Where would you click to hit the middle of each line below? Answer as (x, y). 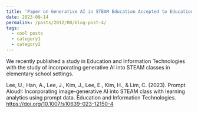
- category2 (26, 45)
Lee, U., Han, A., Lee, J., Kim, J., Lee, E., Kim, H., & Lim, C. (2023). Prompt (96, 85)
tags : (13, 28)
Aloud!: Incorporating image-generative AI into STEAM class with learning (96, 91)
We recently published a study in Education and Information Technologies (96, 61)
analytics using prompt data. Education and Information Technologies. (91, 97)
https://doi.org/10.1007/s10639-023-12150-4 (60, 104)
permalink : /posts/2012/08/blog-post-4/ (57, 22)
